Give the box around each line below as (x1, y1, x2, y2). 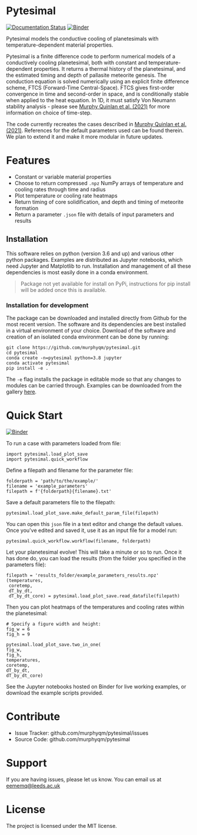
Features (6, 154, 51, 167)
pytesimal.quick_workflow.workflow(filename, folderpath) (6, 538, 151, 544)
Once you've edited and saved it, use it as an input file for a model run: (6, 527, 178, 534)
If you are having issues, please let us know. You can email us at (6, 775, 162, 783)
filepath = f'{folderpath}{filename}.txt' (6, 488, 112, 494)
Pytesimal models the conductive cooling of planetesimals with (6, 35, 159, 42)
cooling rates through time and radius (14, 186, 106, 193)
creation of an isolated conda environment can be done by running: (6, 333, 169, 340)
